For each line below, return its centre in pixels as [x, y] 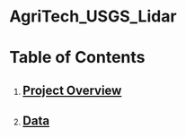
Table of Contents [77, 58]
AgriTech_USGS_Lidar [93, 17]
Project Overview [72, 90]
